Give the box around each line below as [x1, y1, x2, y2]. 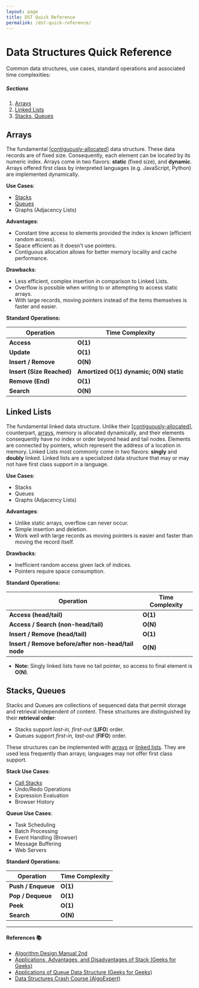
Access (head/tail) [9, 610, 63, 618]
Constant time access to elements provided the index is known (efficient [14, 229, 191, 236]
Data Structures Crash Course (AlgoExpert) [14, 975, 121, 982]
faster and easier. [14, 303, 57, 310]
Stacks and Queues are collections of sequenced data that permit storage [6, 702, 187, 709]
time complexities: [6, 71, 51, 78]
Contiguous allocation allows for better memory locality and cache [14, 248, 177, 255]
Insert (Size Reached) [9, 368, 72, 376]
